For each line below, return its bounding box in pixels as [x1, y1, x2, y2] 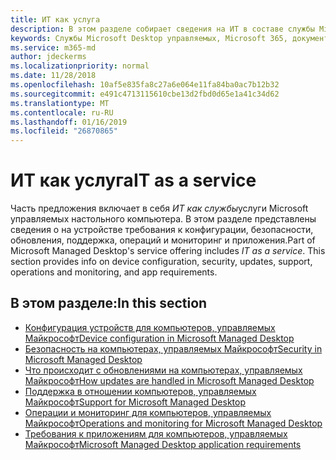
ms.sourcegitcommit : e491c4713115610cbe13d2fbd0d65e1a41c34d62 [10, 89, 280, 99]
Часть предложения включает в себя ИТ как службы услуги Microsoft [10, 202, 309, 215]
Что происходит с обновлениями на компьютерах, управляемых [24, 364, 303, 376]
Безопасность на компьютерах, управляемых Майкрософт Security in [24, 342, 323, 355]
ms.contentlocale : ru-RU [10, 107, 114, 118]
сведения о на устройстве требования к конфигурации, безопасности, [10, 224, 314, 236]
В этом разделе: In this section [10, 295, 208, 312]
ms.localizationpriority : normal [10, 61, 150, 71]
